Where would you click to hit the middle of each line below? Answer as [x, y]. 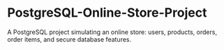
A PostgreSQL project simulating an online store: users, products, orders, [112, 32]
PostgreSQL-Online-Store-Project [107, 13]
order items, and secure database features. [69, 39]
